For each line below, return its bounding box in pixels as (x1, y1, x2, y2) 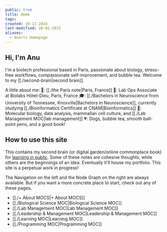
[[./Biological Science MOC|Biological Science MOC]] (12, 200, 122, 206)
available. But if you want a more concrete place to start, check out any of (5, 180, 157, 186)
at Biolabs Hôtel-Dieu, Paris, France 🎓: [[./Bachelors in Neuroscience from (5, 93, 159, 99)
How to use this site (5, 135, 68, 144)
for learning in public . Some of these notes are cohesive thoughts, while (5, 154, 153, 160)
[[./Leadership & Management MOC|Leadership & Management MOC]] (12, 210, 157, 217)
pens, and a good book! (16, 121, 66, 127)
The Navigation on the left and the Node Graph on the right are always (5, 174, 149, 180)
